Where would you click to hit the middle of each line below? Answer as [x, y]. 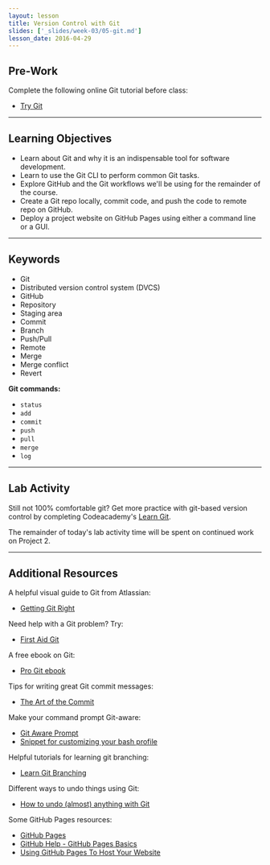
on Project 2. [29, 540]
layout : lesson [34, 16]
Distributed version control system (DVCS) [90, 288]
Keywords [34, 260]
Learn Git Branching [53, 773]
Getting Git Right [47, 608]
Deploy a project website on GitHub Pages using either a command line [138, 217]
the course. [39, 192]
